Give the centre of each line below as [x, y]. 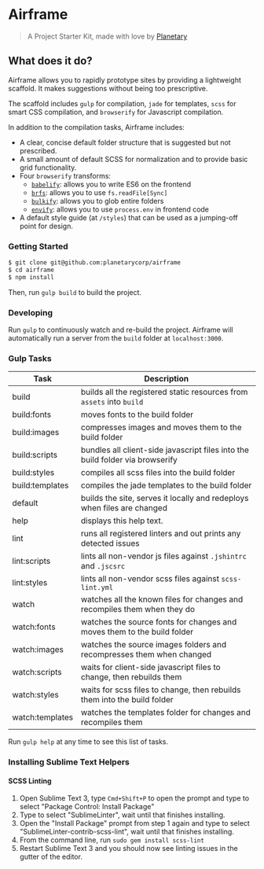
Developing [31, 312]
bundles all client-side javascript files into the [165, 450]
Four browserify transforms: [65, 175]
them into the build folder [127, 700]
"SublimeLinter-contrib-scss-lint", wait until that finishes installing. [126, 832]
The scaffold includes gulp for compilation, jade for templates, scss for [122, 103]
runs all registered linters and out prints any [161, 534]
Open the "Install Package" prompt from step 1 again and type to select [134, 823]
